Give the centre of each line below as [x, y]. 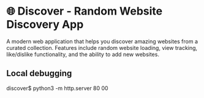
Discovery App [45, 25]
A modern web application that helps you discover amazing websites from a [102, 41]
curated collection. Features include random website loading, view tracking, [102, 47]
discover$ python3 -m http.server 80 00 [57, 88]
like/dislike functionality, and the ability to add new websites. [83, 54]
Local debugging [39, 73]
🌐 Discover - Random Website [85, 11]
